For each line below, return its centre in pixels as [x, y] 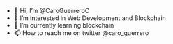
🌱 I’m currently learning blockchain [64, 25]
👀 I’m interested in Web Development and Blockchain [90, 18]
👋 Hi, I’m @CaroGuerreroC [52, 11]
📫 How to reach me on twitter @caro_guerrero [81, 33]
